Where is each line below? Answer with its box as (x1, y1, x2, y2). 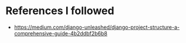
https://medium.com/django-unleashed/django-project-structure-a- (14, 24, 180, 31)
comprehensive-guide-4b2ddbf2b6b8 (14, 29, 107, 37)
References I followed (5, 4, 115, 18)
